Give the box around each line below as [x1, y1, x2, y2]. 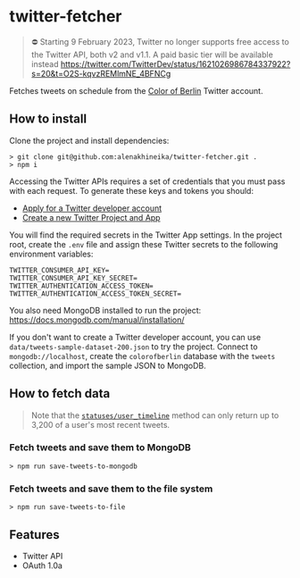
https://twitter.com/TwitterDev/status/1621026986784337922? [60, 58, 291, 69]
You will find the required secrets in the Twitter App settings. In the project [9, 230, 283, 240]
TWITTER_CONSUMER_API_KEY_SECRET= [9, 273, 138, 282]
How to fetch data [9, 386, 111, 401]
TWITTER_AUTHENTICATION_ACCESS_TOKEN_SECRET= [9, 289, 181, 298]
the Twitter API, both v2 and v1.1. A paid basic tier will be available [30, 49, 274, 60]
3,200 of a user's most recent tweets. [30, 419, 171, 430]
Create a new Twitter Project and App [21, 212, 161, 222]
